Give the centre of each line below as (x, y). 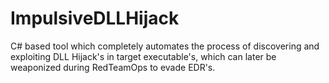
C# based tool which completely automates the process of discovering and (165, 46)
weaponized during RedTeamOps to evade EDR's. (113, 67)
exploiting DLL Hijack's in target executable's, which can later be (143, 56)
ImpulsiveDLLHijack (95, 18)
